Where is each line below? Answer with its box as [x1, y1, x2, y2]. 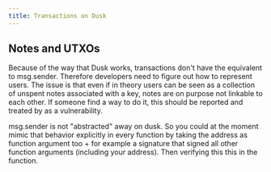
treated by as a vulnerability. [8, 106, 103, 115]
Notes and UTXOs [8, 42, 100, 56]
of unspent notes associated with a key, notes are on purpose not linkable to [8, 89, 263, 99]
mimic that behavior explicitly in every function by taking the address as [8, 130, 248, 140]
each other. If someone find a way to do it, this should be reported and [8, 98, 243, 107]
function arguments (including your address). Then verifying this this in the [8, 147, 258, 157]
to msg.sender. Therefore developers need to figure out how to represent [8, 72, 252, 82]
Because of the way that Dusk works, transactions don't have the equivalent [8, 63, 263, 73]
